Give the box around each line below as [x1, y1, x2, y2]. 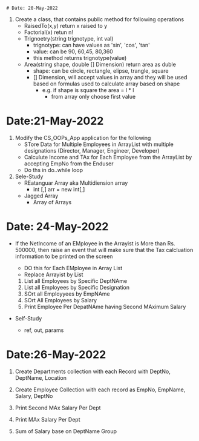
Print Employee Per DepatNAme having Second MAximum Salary [24, 303, 186, 310]
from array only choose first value [51, 93, 136, 100]
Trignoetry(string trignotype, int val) [24, 35, 114, 42]
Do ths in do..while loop [24, 166, 83, 173]
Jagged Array [24, 192, 59, 199]
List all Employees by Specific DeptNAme [24, 277, 128, 284]
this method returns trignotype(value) [33, 55, 127, 61]
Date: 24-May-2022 [6, 220, 109, 234]
